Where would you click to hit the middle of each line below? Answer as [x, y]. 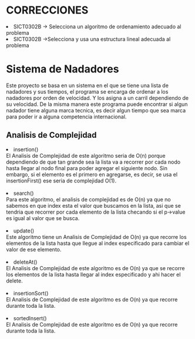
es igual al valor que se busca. [43, 218]
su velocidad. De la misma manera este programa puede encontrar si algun [97, 104]
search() [24, 193]
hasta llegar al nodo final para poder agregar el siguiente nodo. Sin [87, 168]
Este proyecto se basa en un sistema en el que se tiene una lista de [88, 85]
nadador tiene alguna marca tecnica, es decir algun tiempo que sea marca [96, 110]
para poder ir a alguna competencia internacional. [66, 117]
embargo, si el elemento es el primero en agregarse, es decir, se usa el [92, 174]
